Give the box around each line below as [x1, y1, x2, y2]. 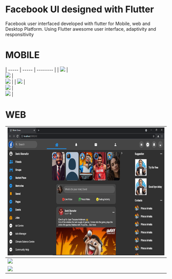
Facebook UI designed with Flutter [5, 4, 155, 15]
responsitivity [5, 31, 34, 37]
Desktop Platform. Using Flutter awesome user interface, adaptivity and [5, 26, 156, 32]
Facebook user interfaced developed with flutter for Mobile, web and [5, 20, 150, 27]
